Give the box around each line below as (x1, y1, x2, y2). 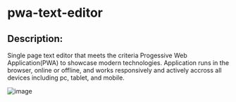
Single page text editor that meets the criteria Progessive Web (7, 51, 188, 59)
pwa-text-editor (7, 5, 104, 21)
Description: (7, 33, 63, 45)
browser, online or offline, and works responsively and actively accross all (7, 66, 222, 74)
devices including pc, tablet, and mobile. (7, 73, 125, 82)
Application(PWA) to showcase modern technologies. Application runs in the (7, 59, 230, 67)
